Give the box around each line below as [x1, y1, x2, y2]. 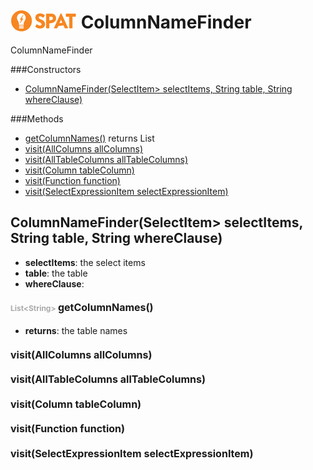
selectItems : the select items [24, 256, 146, 268]
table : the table [24, 267, 88, 279]
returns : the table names [24, 324, 128, 336]
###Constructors [10, 63, 82, 75]
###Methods [10, 112, 64, 125]
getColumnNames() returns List [24, 132, 155, 144]
